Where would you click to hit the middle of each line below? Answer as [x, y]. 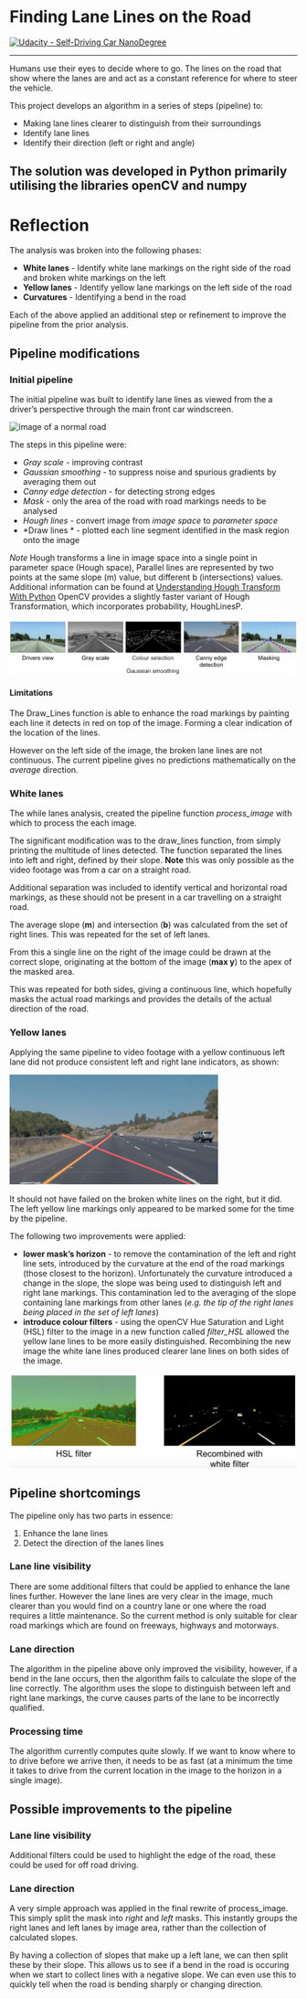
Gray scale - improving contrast [83, 462]
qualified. [27, 1708]
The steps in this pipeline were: [68, 444]
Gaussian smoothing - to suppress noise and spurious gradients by [149, 472]
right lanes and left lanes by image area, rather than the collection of [138, 1928]
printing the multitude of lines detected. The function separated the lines [146, 850]
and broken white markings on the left [94, 278]
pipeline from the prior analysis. [69, 325]
